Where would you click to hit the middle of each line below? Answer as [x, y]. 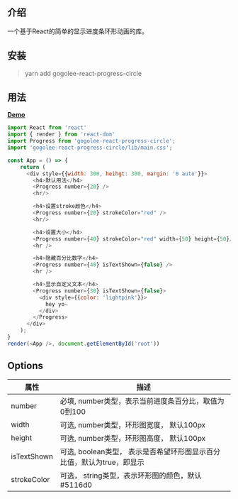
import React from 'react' [47, 128]
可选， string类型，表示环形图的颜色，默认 [131, 476]
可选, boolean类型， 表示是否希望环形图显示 [133, 451]
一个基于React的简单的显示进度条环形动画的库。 [78, 31]
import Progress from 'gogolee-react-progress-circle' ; [91, 141]
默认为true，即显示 [113, 462]
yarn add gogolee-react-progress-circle [83, 73]
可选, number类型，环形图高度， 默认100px [133, 438]
